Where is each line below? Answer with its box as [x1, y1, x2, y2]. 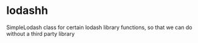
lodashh [6, 4, 49, 18]
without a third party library [6, 30, 75, 37]
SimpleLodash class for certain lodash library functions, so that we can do [6, 24, 193, 31]
